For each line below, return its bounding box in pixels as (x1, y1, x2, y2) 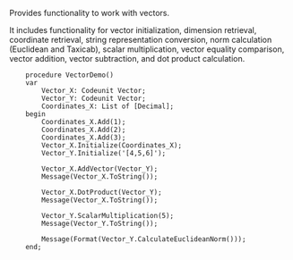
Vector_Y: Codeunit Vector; (41, 94, 146, 103)
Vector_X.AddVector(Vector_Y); (41, 164, 159, 173)
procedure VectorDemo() (25, 71, 115, 80)
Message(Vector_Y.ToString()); (41, 219, 159, 228)
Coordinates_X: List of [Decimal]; (41, 102, 175, 111)
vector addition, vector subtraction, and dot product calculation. (9, 54, 246, 63)
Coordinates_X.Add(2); (41, 125, 126, 134)
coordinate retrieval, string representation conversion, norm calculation (9, 35, 272, 45)
